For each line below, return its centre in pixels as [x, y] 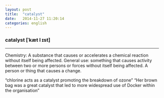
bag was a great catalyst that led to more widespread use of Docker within [80, 85]
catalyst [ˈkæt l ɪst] [28, 40]
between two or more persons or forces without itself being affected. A [76, 65]
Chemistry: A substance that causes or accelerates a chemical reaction [77, 55]
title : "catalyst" [25, 14]
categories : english [26, 23]
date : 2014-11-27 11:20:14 [35, 18]
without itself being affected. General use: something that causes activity [79, 60]
